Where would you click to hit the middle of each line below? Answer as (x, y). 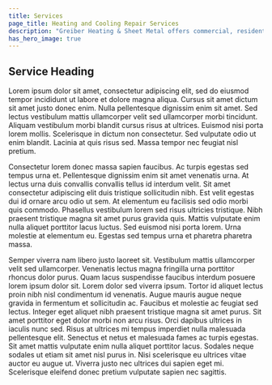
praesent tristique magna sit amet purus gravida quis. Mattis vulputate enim (134, 219)
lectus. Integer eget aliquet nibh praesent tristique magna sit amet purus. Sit (135, 312)
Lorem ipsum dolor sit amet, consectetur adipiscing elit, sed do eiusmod (129, 91)
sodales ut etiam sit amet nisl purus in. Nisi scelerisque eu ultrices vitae (127, 355)
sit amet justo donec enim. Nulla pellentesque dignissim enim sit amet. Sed (133, 108)
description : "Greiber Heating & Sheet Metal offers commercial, (121, 31)
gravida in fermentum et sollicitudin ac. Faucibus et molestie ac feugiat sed (134, 303)
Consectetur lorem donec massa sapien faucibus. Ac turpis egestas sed (129, 167)
